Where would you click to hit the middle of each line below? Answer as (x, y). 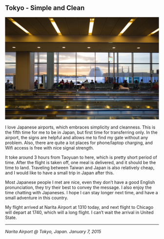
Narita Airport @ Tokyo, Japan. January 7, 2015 (53, 232)
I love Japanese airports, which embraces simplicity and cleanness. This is (80, 127)
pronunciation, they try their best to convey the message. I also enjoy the (79, 187)
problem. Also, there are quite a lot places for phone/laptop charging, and (79, 143)
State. (11, 218)
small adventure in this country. (37, 198)
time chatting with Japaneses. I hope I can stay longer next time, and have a (82, 193)
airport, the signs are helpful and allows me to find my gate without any (77, 138)
